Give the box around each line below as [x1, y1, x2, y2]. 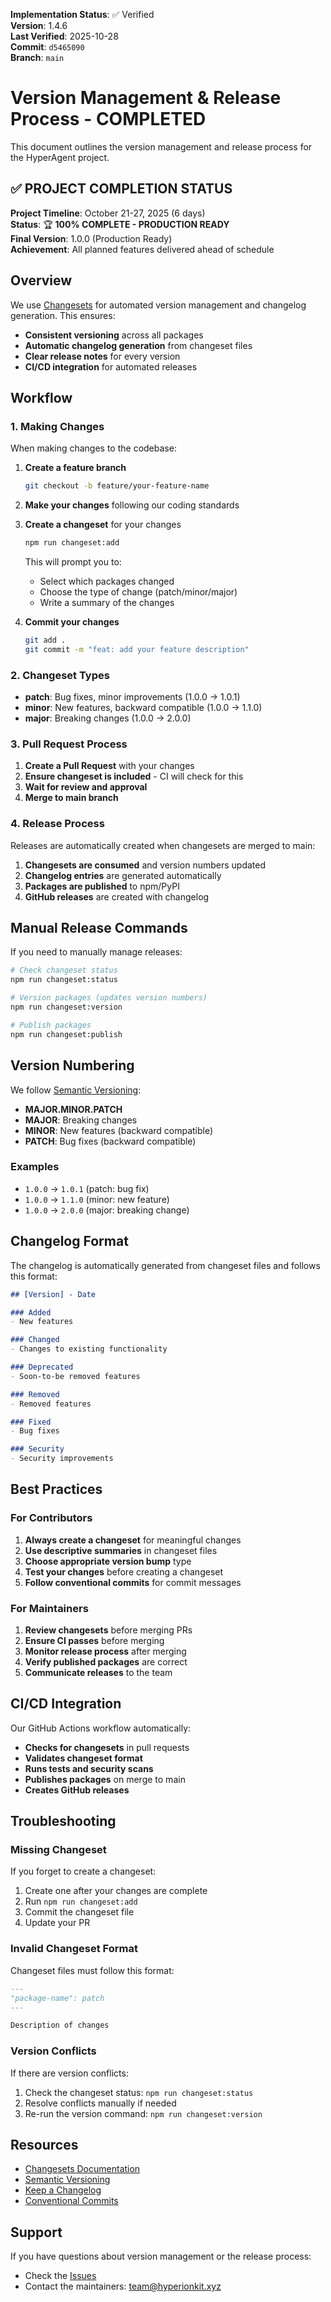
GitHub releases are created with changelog [24, 890, 210, 903]
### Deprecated [10, 1362, 74, 1372]
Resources [10, 2136, 79, 2153]
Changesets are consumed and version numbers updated [24, 859, 267, 871]
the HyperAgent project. [10, 151, 110, 163]
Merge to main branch [24, 792, 119, 804]
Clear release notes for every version [24, 350, 181, 362]
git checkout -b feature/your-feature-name [24, 481, 210, 491]
